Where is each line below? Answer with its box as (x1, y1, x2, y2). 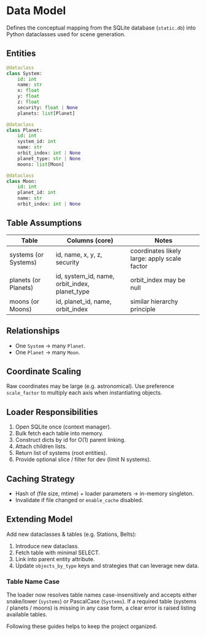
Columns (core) (66, 236, 113, 244)
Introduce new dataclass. (15, 542, 80, 549)
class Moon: (6, 178, 37, 184)
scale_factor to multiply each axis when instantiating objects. (6, 389, 162, 397)
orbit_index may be (130, 276, 186, 284)
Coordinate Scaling (6, 366, 82, 376)
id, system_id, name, (55, 271, 115, 280)
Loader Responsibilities (6, 406, 98, 417)
